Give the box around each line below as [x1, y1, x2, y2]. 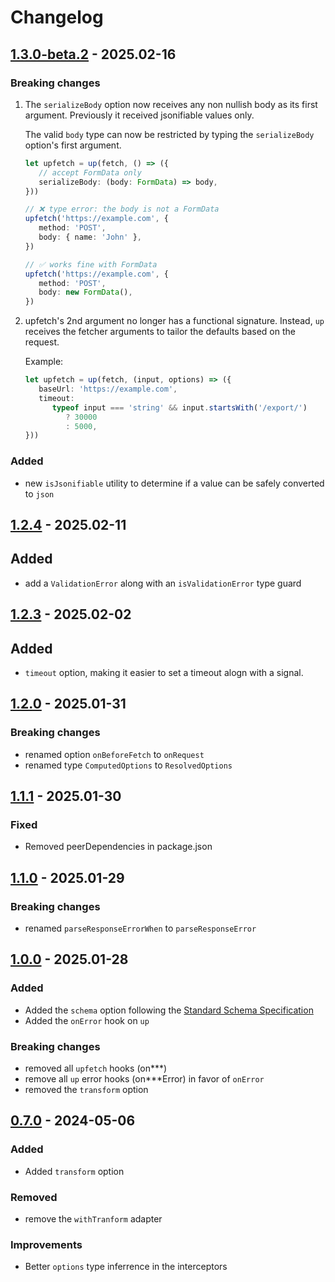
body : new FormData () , [38, 287, 133, 298]
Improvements [10, 1237, 83, 1251]
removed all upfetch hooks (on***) [24, 1062, 168, 1074]
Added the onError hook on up [24, 1014, 150, 1026]
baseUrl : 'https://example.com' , [38, 384, 178, 394]
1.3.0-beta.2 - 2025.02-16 [10, 46, 177, 63]
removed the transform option [24, 1084, 149, 1095]
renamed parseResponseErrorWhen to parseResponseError [24, 922, 257, 935]
